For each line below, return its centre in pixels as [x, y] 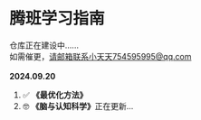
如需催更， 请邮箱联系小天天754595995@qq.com [100, 56]
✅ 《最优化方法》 [55, 95]
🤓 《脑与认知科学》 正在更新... [78, 106]
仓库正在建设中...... [44, 45]
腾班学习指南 [57, 18]
